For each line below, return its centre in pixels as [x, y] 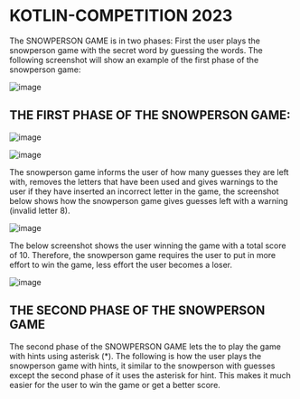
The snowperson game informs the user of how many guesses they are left [149, 172]
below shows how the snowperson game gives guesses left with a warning [149, 200]
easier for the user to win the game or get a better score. [115, 385]
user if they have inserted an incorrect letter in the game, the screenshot [144, 191]
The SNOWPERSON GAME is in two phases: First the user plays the [135, 41]
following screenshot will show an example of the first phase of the [134, 60]
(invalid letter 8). [40, 210]
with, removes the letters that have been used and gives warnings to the [144, 181]
